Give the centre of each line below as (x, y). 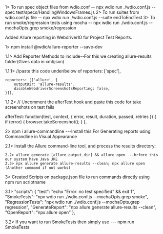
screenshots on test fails (30, 107)
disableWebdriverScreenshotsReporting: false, (62, 89)
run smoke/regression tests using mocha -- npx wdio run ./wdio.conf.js (76, 23)
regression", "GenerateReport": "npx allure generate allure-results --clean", (81, 207)
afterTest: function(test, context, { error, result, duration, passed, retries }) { (81, 117)
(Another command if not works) (38, 168)
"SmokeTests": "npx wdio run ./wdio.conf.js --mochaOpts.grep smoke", (77, 197)
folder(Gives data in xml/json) (35, 61)
